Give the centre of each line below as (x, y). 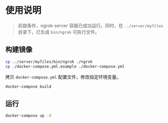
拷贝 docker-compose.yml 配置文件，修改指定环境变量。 (63, 77)
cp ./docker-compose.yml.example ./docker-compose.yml (65, 66)
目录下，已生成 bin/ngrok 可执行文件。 (59, 32)
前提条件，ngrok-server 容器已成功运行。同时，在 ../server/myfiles (91, 26)
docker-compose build (28, 87)
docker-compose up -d (28, 116)
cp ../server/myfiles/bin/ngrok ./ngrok (49, 62)
